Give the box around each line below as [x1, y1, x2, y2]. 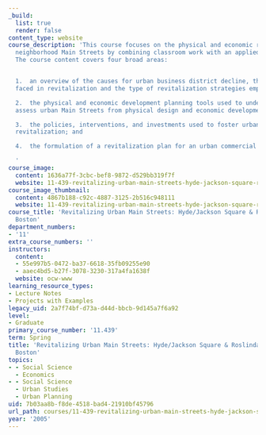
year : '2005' [8, 414, 51, 423]
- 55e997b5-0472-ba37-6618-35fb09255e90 [15, 260, 150, 268]
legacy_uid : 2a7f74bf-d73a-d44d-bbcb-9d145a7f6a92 [8, 304, 179, 312]
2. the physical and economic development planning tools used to [15, 98, 243, 107]
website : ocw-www [15, 275, 73, 283]
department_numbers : [8, 223, 77, 231]
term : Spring [8, 334, 51, 342]
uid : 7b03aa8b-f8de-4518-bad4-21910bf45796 [8, 400, 154, 408]
